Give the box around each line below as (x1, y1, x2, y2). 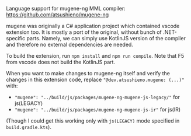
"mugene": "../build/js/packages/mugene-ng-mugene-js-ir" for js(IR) (14, 106, 181, 113)
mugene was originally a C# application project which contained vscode (6, 23, 180, 29)
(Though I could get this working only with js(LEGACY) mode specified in (6, 117, 180, 124)
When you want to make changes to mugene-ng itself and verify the (6, 70, 171, 76)
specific (6, 35, 26, 41)
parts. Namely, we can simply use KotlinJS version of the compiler (26, 35, 186, 41)
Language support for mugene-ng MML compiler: (6, 5, 126, 12)
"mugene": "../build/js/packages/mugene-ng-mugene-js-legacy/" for (14, 93, 180, 100)
